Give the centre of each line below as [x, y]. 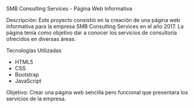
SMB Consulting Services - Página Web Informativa [69, 9]
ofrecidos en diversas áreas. [41, 39]
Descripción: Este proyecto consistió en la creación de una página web [93, 20]
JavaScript [28, 81]
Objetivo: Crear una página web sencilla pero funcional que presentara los [97, 92]
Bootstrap [27, 74]
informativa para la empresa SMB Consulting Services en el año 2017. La [95, 26]
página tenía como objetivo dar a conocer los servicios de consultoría [92, 33]
